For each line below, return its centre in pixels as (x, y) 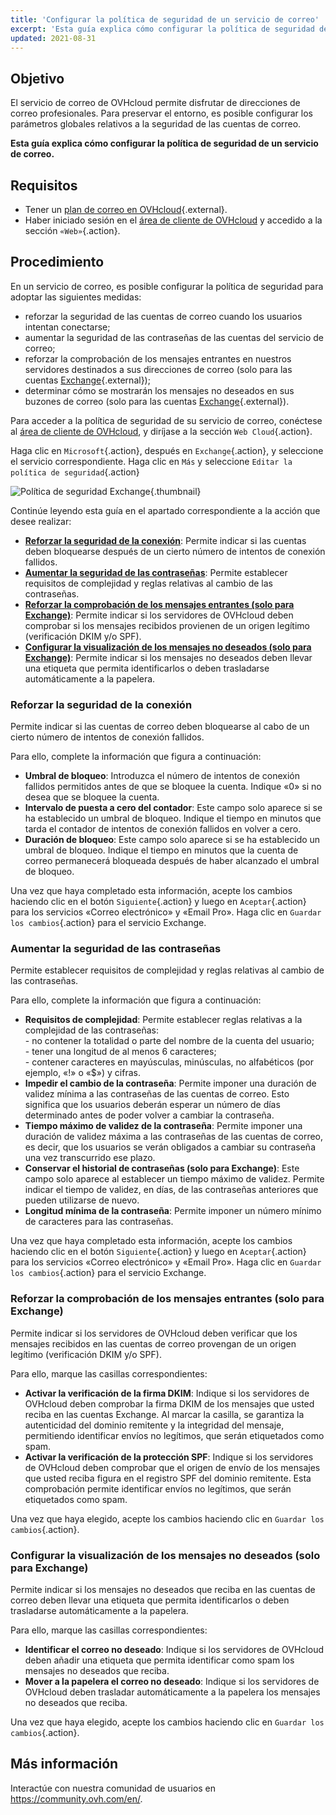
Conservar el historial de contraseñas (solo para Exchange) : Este (162, 1168)
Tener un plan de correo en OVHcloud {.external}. (126, 209)
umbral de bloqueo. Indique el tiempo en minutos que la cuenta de (161, 850)
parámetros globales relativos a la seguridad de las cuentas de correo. (156, 124)
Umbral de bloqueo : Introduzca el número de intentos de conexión (162, 776)
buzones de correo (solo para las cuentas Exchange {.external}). (157, 401)
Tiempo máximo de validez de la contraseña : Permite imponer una (163, 1126)
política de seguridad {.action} (75, 472)
